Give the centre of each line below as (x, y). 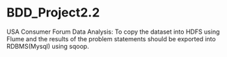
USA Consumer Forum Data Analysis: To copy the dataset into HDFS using (113, 32)
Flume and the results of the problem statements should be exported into (111, 38)
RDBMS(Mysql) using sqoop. (48, 46)
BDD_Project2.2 (53, 13)
